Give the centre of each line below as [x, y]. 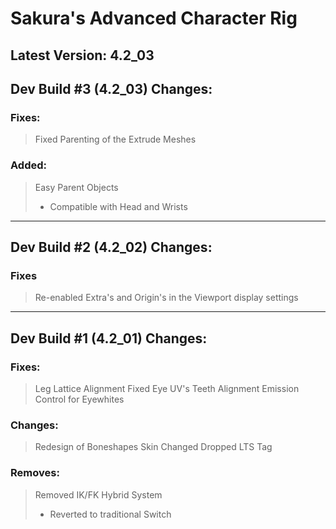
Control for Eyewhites [79, 399]
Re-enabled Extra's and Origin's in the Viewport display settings [166, 298]
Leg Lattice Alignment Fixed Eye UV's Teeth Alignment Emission [167, 388]
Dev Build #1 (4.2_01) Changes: [109, 338]
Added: [28, 165]
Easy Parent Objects [76, 187]
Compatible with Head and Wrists [118, 206]
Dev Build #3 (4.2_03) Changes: [111, 88]
